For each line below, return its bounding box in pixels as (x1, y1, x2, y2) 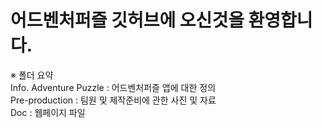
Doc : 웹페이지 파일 (10, 106, 86, 118)
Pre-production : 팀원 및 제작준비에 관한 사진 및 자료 (10, 94, 217, 106)
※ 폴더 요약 (10, 69, 54, 81)
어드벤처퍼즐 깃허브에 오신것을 (10, 9, 245, 32)
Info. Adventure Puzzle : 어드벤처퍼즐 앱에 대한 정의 (10, 81, 217, 93)
